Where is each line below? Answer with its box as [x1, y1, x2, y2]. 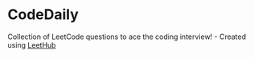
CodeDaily [7, 6, 80, 24]
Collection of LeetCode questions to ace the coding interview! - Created [7, 32, 247, 41]
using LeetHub [7, 40, 56, 49]
